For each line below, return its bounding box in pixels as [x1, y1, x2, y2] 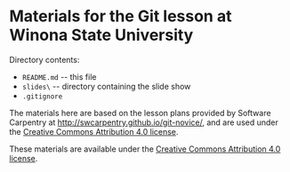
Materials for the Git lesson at [9, 6, 232, 27]
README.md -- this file [21, 71, 97, 82]
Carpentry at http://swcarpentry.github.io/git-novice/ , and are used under [9, 117, 278, 128]
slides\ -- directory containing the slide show [21, 81, 191, 91]
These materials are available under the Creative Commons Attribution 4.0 [9, 144, 281, 154]
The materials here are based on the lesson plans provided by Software [9, 107, 271, 118]
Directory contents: [9, 54, 80, 65]
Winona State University [9, 25, 194, 45]
